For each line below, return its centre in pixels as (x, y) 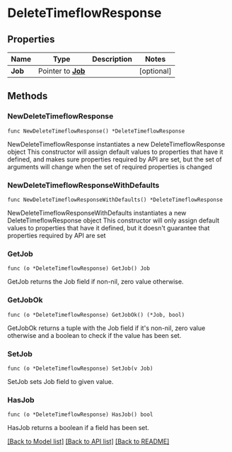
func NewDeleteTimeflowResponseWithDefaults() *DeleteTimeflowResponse (115, 200)
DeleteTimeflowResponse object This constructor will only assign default (114, 220)
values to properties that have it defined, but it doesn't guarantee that (109, 227)
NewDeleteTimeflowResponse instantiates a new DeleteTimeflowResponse (116, 144)
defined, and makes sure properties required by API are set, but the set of (115, 159)
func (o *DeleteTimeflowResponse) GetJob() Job (79, 269)
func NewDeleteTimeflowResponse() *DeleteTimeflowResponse (96, 131)
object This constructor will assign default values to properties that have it (115, 152)
